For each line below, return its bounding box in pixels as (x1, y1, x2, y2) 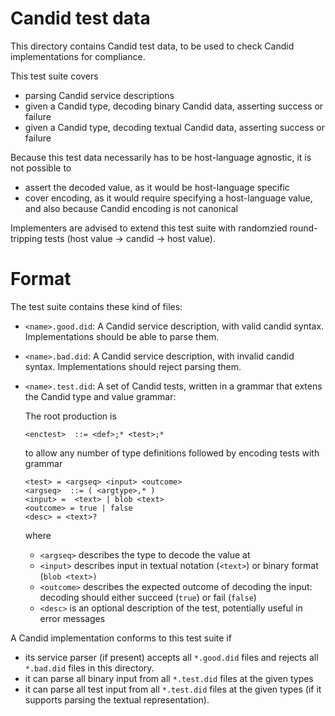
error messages (39, 612, 106, 624)
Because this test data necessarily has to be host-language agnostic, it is (10, 151, 312, 163)
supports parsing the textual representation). (24, 693, 210, 706)
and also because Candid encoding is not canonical (24, 202, 238, 214)
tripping (10, 232, 43, 244)
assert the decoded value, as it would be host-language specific (24, 181, 290, 193)
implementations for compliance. (10, 50, 146, 62)
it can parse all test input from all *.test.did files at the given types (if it (24, 683, 322, 695)
